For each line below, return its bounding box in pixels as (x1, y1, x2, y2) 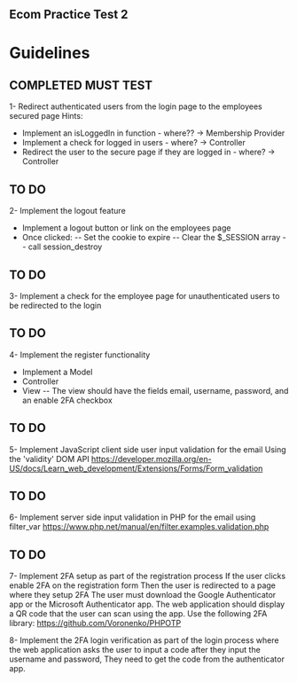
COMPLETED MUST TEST (9, 77, 153, 92)
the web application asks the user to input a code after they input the (9, 645, 262, 655)
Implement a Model (21, 366, 93, 377)
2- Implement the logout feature (9, 206, 126, 216)
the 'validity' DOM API (9, 453, 90, 464)
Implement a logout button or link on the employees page (21, 223, 231, 233)
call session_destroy (27, 241, 103, 252)
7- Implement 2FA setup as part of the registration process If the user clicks (9, 571, 286, 582)
